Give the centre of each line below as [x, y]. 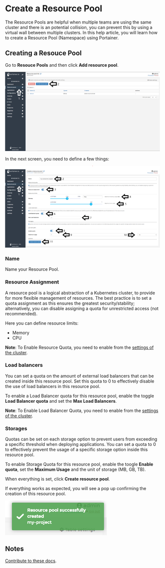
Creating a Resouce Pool [43, 53]
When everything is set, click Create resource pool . [57, 479]
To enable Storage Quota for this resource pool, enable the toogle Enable [79, 465]
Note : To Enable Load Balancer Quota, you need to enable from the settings [82, 411]
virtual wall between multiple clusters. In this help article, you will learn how [82, 32]
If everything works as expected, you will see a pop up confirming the [76, 489]
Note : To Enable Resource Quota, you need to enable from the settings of [79, 347]
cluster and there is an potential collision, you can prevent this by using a [79, 27]
